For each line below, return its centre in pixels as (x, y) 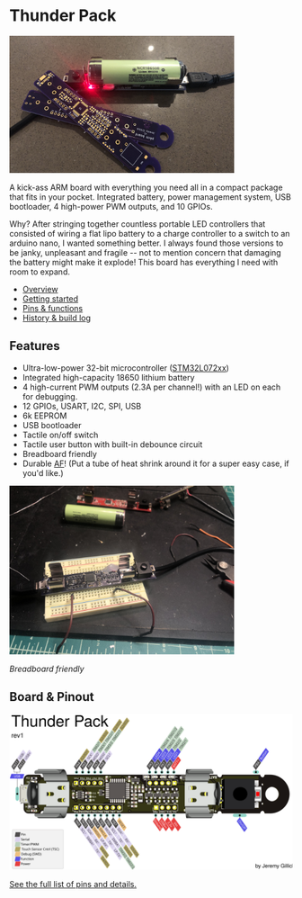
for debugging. (50, 396)
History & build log (57, 318)
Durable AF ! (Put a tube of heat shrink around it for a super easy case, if (155, 463)
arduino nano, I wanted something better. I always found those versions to (147, 243)
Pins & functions (53, 309)
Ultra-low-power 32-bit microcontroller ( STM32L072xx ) (125, 368)
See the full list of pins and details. (73, 885)
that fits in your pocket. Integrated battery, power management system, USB (151, 197)
